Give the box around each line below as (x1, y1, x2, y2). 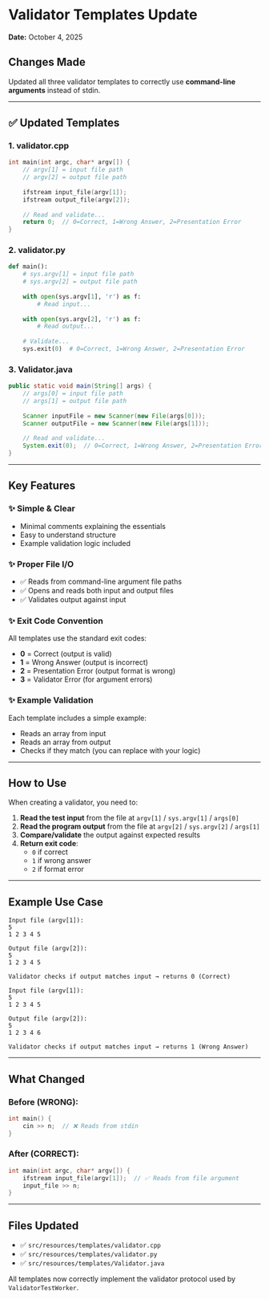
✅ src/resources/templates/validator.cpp (19, 1240, 162, 1250)
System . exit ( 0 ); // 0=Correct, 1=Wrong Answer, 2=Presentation (22, 442, 242, 450)
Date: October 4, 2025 (8, 32, 83, 42)
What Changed (8, 1072, 86, 1085)
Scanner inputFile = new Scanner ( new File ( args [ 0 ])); (22, 412, 206, 420)
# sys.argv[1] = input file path (22, 271, 134, 279)
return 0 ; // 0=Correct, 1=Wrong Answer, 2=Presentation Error (22, 218, 242, 226)
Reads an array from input (19, 728, 106, 738)
